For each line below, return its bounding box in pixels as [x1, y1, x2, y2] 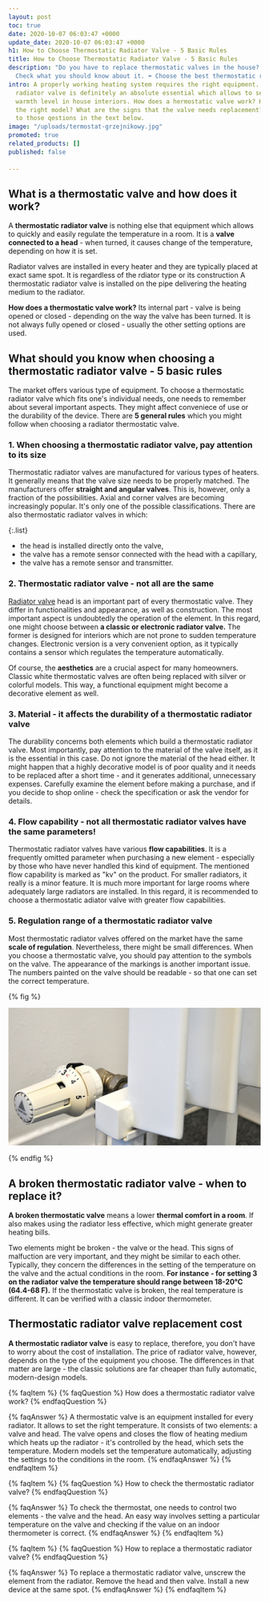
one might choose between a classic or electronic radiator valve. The [8, 621, 241, 632]
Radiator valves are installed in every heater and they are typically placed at [8, 262, 259, 271]
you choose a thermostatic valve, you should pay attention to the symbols [8, 950, 252, 960]
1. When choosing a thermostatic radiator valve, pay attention [8, 440, 254, 451]
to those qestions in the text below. [15, 114, 146, 122]
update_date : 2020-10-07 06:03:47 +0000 [8, 38, 146, 46]
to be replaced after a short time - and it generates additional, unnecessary [8, 771, 256, 781]
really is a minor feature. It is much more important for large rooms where [8, 878, 250, 888]
